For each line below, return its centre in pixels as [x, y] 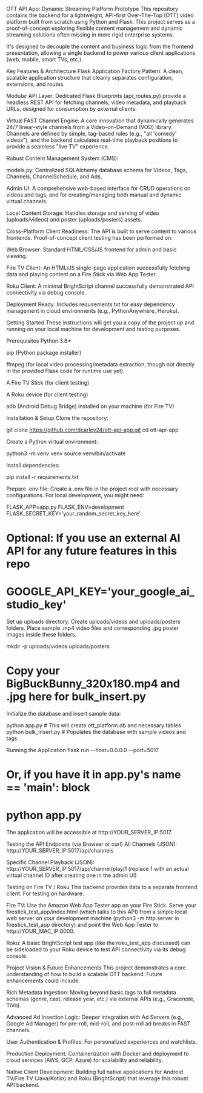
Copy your [33, 671]
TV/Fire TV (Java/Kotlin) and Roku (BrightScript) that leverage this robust [98, 1078]
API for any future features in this [92, 551]
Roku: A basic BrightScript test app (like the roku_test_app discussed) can [98, 943]
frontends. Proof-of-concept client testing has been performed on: [89, 238]
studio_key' [36, 605]
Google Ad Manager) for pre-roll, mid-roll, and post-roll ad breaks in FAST [98, 1024]
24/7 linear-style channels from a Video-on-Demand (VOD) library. [89, 127]
